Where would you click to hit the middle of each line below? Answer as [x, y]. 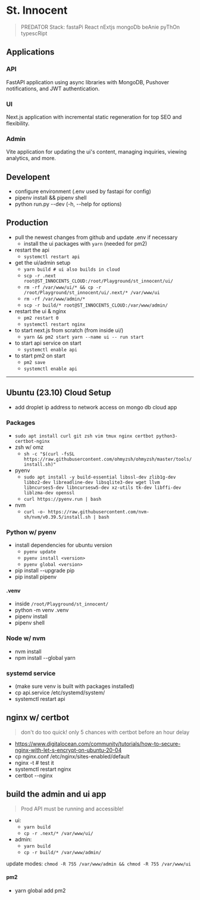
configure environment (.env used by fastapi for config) [83, 191]
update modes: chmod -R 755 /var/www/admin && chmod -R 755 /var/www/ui [99, 864]
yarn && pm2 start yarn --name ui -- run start [84, 337]
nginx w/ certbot [38, 718]
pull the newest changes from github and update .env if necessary [96, 237]
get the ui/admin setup [43, 262]
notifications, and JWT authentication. [53, 88]
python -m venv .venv [42, 610]
